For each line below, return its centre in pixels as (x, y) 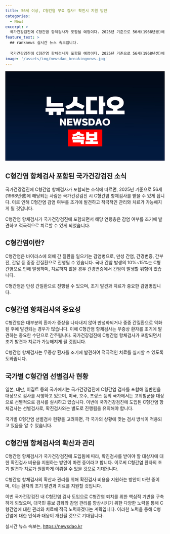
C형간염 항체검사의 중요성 (43, 310)
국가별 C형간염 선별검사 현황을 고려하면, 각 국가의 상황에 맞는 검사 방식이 (77, 419)
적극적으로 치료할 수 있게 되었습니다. (54, 225)
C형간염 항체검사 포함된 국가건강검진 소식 (66, 176)
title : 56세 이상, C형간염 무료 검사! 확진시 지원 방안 (56, 11)
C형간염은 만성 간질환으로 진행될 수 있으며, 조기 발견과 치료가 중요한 (72, 285)
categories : (18, 16)
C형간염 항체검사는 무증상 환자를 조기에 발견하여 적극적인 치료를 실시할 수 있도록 (84, 352)
